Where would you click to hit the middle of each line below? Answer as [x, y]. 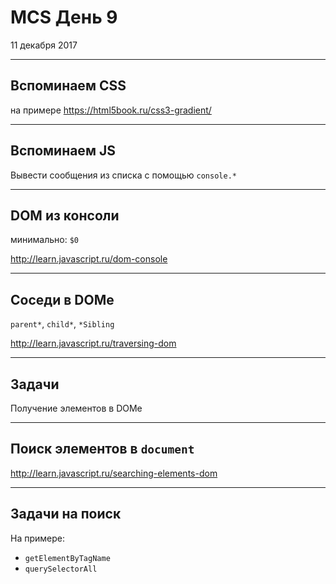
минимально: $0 [45, 240]
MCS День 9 [64, 17]
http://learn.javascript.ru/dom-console [89, 259]
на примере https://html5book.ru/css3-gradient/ [111, 110]
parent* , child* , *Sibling [62, 324]
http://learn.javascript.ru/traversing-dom [93, 343]
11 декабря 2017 [44, 45]
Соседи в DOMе [62, 299]
